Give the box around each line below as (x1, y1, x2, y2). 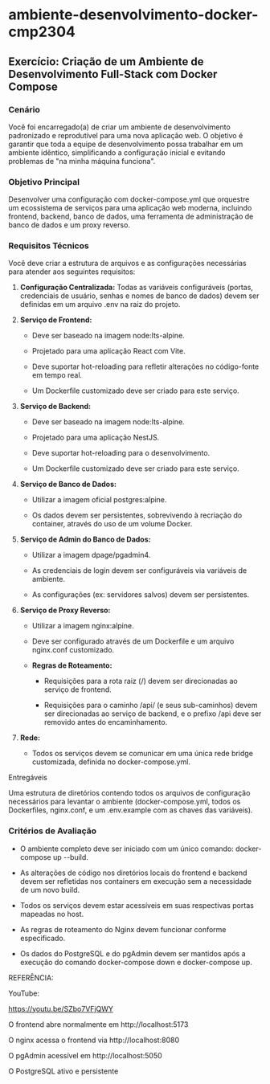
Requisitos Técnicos (8, 240, 90, 252)
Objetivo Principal (8, 176, 80, 187)
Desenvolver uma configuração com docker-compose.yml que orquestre (8, 194, 250, 204)
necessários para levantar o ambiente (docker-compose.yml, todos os (8, 797, 241, 807)
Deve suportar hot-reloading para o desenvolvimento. (31, 448, 211, 458)
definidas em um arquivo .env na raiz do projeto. (19, 300, 181, 309)
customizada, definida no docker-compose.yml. (31, 757, 191, 767)
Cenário (8, 104, 40, 115)
